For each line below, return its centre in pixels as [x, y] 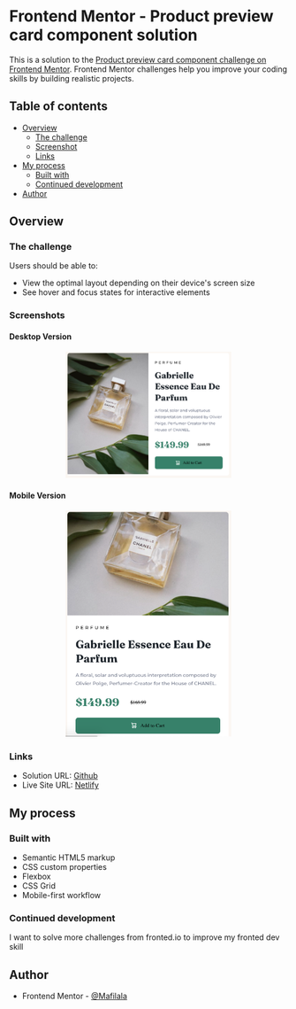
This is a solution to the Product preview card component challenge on [138, 59]
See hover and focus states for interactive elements [116, 292]
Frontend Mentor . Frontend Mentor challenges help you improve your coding [148, 69]
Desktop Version [41, 336]
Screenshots [37, 315]
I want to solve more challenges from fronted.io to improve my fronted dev [144, 937]
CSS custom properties [65, 867]
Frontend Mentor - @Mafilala [75, 996]
